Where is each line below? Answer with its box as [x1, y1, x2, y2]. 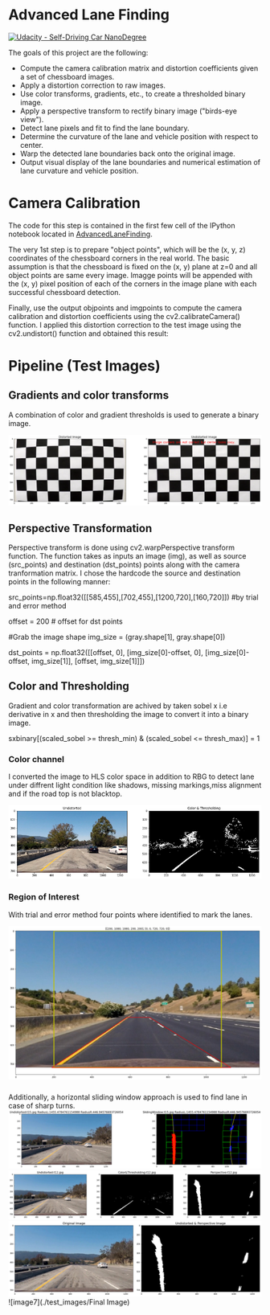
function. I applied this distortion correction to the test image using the [8, 320, 242, 330]
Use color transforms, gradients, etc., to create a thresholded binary [19, 88, 246, 98]
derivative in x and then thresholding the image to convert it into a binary [8, 709, 249, 719]
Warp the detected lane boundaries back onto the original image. [19, 149, 235, 158]
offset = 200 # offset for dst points [8, 617, 123, 626]
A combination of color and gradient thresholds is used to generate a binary [8, 410, 260, 420]
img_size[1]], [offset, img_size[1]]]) [31, 656, 145, 666]
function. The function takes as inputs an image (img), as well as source [8, 551, 247, 560]
